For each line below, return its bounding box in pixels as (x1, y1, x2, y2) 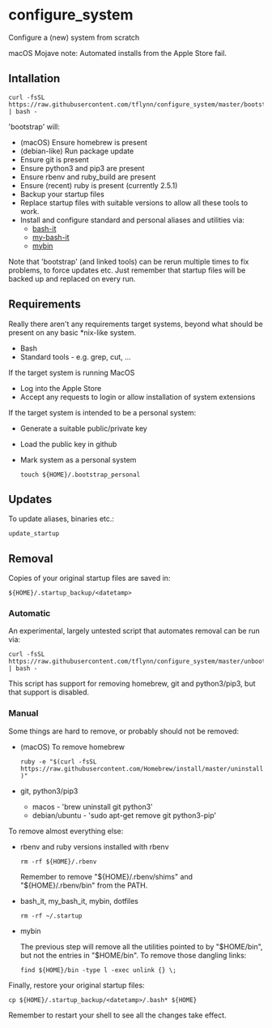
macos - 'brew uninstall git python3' (32, 802, 153, 811)
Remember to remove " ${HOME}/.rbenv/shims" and (19, 871, 193, 881)
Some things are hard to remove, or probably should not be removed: (8, 726, 240, 736)
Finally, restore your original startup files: (8, 980, 145, 990)
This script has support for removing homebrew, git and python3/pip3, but (8, 679, 257, 689)
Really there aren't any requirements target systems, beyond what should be (8, 319, 263, 329)
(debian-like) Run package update (19, 146, 134, 156)
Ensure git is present (19, 154, 89, 164)
